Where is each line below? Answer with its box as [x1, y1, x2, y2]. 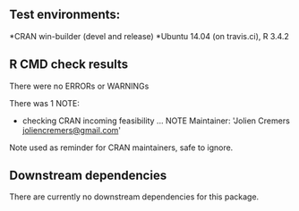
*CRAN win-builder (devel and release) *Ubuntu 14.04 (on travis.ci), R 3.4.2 [9, 30, 289, 41]
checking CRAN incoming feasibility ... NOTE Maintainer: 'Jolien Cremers [21, 115, 291, 126]
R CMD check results [9, 57, 129, 72]
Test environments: [9, 7, 121, 22]
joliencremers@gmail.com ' [21, 124, 121, 135]
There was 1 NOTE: [9, 97, 81, 108]
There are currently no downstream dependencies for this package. [9, 191, 260, 202]
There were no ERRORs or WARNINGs [9, 80, 149, 91]
